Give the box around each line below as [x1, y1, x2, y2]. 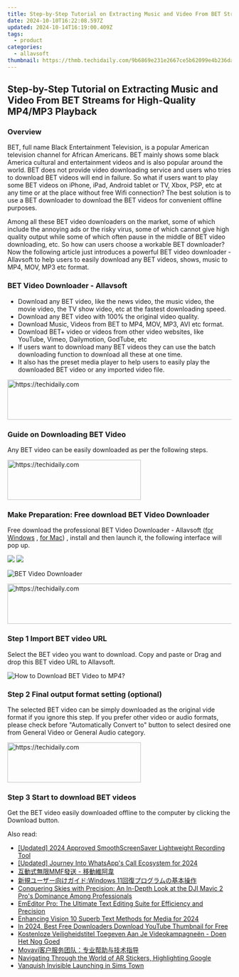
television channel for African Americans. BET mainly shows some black [7, 150, 219, 159]
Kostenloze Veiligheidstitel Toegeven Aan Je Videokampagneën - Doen [17, 930, 227, 938]
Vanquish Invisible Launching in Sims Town [17, 961, 144, 970]
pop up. [7, 541, 31, 550]
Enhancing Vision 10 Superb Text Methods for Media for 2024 [17, 914, 199, 924]
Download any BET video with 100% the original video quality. [17, 312, 199, 321]
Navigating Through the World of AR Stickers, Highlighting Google [17, 953, 211, 963]
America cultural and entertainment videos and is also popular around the [7, 158, 223, 167]
